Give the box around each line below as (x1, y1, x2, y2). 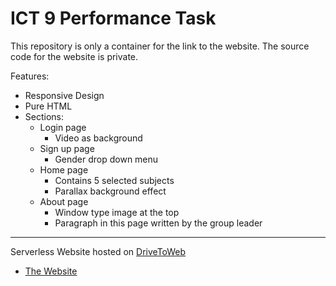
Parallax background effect (54, 185, 167, 197)
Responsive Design (24, 89, 105, 101)
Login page (39, 121, 87, 133)
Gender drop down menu (54, 153, 159, 165)
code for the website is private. (10, 50, 139, 62)
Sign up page (39, 142, 95, 154)
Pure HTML (24, 100, 73, 112)
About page (39, 195, 89, 207)
